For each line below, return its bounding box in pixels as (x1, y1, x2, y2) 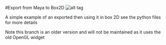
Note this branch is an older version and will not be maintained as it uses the (5, 29, 161, 35)
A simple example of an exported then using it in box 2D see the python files (5, 14, 161, 20)
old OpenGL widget (5, 35, 45, 40)
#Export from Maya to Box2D (5, 5, 64, 10)
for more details (5, 20, 38, 25)
